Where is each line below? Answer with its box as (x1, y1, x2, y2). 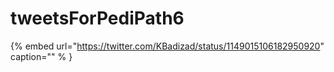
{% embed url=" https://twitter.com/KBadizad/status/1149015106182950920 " (10, 40, 325, 52)
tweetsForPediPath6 (10, 7, 185, 30)
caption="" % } (10, 50, 73, 62)
